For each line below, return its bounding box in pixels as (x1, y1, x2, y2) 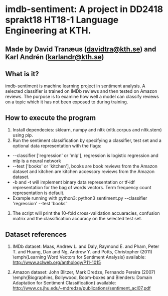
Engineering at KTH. (5, 25, 91, 36)
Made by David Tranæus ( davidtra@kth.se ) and (5, 45, 156, 53)
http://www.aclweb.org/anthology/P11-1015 (12, 259, 101, 265)
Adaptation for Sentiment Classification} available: (12, 280, 116, 286)
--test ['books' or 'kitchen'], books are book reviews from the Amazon (12, 163, 158, 169)
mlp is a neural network (12, 158, 61, 164)
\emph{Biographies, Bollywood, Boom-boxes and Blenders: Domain (12, 274, 152, 280)
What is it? (5, 69, 39, 78)
